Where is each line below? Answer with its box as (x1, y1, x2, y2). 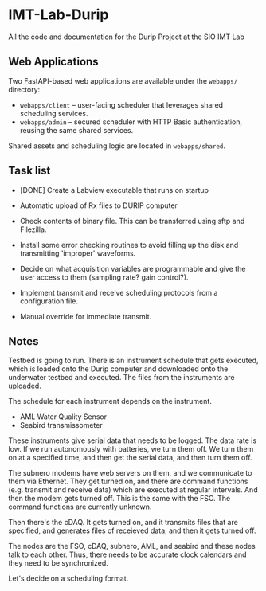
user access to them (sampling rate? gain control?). (19, 272, 189, 282)
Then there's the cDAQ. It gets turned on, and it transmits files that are (8, 518, 239, 527)
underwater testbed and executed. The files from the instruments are (8, 373, 235, 382)
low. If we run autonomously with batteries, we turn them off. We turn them (8, 444, 254, 454)
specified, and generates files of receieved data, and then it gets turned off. (8, 526, 256, 535)
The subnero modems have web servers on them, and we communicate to (8, 468, 252, 478)
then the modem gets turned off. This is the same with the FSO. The (8, 494, 231, 503)
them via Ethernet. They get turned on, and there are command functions (8, 476, 248, 487)
